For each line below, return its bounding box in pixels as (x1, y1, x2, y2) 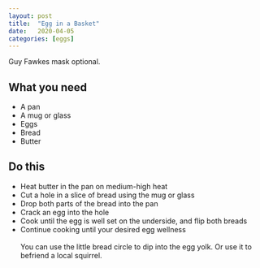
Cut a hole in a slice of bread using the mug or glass (19, 190, 195, 200)
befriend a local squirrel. (19, 250, 103, 260)
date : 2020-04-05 (8, 27, 75, 35)
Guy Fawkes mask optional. (8, 57, 101, 67)
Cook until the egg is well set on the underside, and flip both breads (19, 216, 248, 226)
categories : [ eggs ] (8, 34, 75, 43)
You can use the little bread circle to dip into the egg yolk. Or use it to (19, 241, 252, 252)
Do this (8, 160, 45, 174)
